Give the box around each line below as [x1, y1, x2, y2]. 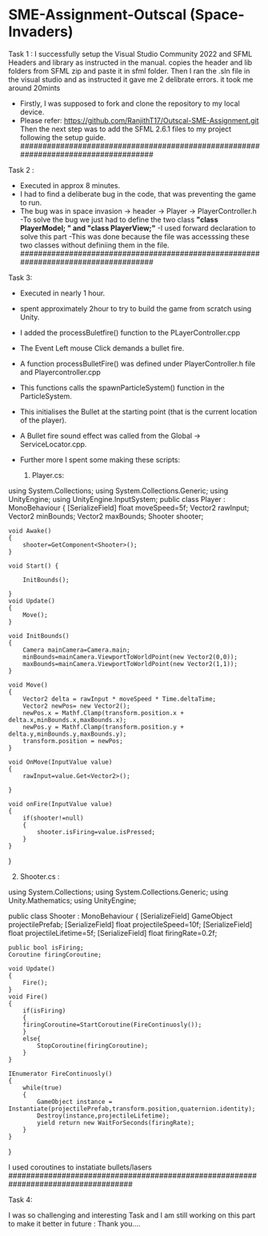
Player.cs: [31, 470, 65, 480]
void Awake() [8, 527, 52, 535]
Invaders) [8, 22, 74, 41]
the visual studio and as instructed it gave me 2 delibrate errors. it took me [8, 74, 254, 84]
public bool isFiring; [8, 943, 84, 952]
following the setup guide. [19, 132, 106, 142]
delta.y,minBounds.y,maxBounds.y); [8, 730, 127, 738]
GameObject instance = [37, 1098, 113, 1106]
